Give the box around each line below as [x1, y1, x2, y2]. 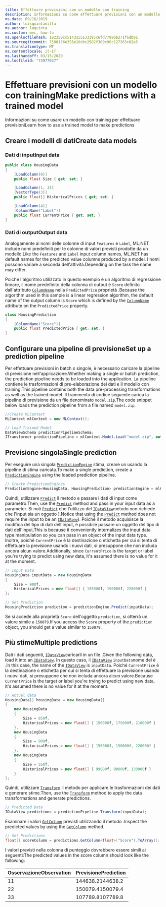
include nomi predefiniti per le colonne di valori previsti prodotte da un [5, 245, 148, 251]
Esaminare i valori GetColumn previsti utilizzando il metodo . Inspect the [5, 819, 147, 825]
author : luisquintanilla [5, 21, 56, 26]
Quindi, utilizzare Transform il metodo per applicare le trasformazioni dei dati [5, 785, 161, 791]
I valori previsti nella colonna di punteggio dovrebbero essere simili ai [5, 847, 146, 853]
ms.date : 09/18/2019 [5, 16, 48, 21]
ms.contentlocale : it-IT [5, 49, 56, 54]
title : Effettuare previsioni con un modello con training [5, 7, 129, 12]
